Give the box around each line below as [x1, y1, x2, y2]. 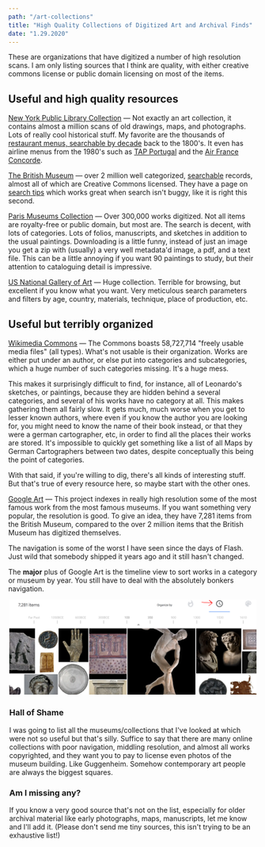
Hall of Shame [9, 707, 64, 718]
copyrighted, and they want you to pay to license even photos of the [9, 750, 232, 760]
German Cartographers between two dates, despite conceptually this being [8, 447, 255, 456]
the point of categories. [8, 455, 85, 464]
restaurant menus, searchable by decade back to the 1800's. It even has [8, 139, 244, 148]
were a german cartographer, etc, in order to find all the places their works [8, 429, 252, 439]
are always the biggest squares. [9, 767, 113, 777]
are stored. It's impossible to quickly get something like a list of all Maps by [8, 438, 253, 448]
